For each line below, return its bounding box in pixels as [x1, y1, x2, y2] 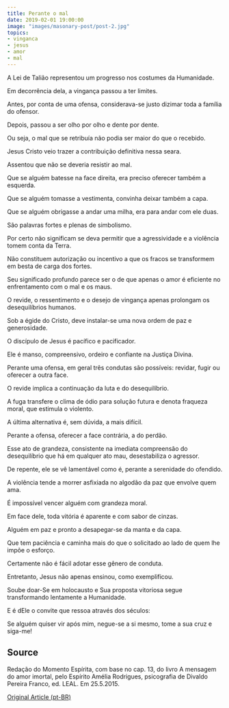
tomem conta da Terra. [7, 241, 72, 249]
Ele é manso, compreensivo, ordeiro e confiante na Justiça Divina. [7, 350, 193, 358]
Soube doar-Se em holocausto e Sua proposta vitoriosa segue [7, 585, 183, 594]
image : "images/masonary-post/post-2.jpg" [7, 23, 130, 29]
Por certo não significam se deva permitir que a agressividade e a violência [7, 234, 219, 242]
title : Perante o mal [7, 10, 69, 17]
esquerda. [7, 181, 36, 189]
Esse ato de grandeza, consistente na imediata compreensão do [7, 444, 188, 452]
